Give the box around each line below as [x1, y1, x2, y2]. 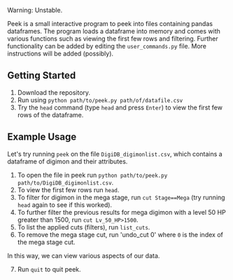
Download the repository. [17, 88, 91, 97]
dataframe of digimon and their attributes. [7, 157, 128, 166]
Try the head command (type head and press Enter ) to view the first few [17, 103, 223, 112]
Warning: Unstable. [7, 6, 63, 14]
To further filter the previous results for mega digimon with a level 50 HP [17, 208, 226, 216]
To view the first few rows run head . [17, 185, 120, 194]
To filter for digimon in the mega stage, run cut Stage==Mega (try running [17, 193, 225, 201]
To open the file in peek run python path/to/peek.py [17, 171, 168, 179]
